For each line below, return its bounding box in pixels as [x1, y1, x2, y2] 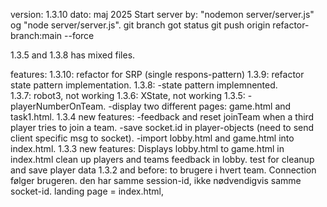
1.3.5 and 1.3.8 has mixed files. [10, 49, 136, 61]
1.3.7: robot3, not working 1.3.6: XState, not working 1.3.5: [10, 90, 246, 101]
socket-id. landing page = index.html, [10, 185, 165, 197]
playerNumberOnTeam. [10, 100, 107, 112]
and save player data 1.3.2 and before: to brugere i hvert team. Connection [10, 164, 317, 176]
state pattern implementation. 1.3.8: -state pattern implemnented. [10, 79, 278, 91]
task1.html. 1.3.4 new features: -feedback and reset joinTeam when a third [10, 111, 315, 123]
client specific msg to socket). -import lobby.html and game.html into [10, 132, 295, 144]
